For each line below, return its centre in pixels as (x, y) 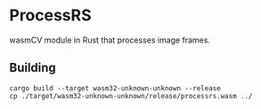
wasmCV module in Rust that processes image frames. (110, 40)
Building (33, 68)
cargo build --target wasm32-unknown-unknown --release (115, 88)
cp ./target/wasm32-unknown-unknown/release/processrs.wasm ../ (131, 96)
